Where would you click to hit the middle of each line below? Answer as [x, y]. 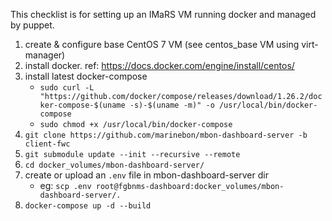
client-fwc [47, 144]
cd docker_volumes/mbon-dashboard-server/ [114, 165]
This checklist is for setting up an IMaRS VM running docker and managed [163, 14]
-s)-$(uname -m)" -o [172, 105]
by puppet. [32, 25]
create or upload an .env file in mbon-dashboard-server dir [146, 175]
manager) [45, 55]
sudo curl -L [67, 88]
